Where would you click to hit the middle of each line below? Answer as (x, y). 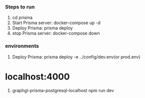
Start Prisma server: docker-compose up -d (56, 23)
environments (22, 46)
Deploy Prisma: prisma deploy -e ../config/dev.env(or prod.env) (76, 57)
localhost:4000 (37, 77)
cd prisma (22, 18)
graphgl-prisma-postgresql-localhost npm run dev (63, 90)
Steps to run (20, 7)
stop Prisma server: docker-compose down (56, 33)
